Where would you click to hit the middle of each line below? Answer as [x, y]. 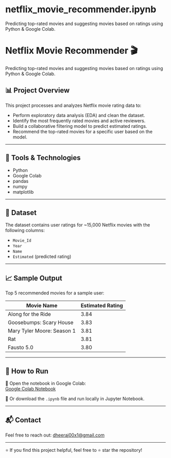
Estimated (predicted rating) [42, 257]
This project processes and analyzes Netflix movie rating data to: [73, 105]
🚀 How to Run [27, 371]
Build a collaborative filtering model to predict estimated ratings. [80, 126]
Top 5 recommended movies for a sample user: [55, 293]
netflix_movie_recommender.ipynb [81, 9]
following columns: [25, 231]
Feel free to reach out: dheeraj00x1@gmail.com [55, 435]
